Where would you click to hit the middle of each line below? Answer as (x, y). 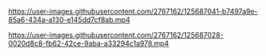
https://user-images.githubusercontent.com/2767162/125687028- (116, 35)
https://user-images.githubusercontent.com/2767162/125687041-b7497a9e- (133, 11)
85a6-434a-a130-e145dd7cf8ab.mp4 (69, 20)
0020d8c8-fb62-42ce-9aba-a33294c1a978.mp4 (89, 43)
